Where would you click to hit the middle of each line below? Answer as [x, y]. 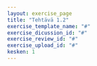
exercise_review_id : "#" [43, 39]
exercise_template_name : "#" [49, 26]
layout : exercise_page [40, 13]
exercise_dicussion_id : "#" [47, 33]
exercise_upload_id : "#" [43, 45]
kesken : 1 [21, 52]
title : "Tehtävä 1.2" [38, 20]
